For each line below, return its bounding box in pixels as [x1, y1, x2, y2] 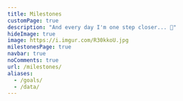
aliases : [7, 70, 33, 77]
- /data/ [14, 83, 40, 90]
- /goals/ [14, 76, 43, 84]
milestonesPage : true [7, 43, 72, 51]
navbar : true [7, 51, 46, 58]
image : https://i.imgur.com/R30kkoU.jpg [7, 37, 130, 44]
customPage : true [7, 17, 59, 24]
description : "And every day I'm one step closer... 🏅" [7, 23, 177, 31]
